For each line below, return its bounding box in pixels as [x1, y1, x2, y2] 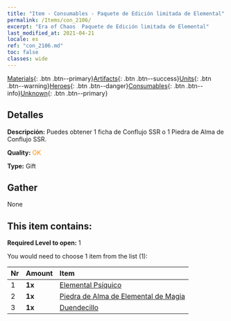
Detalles [7, 109, 44, 121]
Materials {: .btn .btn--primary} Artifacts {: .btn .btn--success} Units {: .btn [7, 74, 212, 83]
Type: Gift [7, 162, 36, 170]
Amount [25, 268, 53, 278]
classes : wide [7, 55, 49, 62]
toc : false [7, 49, 39, 56]
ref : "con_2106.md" [7, 42, 64, 49]
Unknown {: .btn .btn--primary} [20, 89, 108, 97]
